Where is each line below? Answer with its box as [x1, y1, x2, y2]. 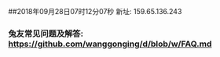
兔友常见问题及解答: [8, 28, 84, 39]
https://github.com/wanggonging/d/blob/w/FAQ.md [8, 38, 212, 49]
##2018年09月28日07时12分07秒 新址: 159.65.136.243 [8, 7, 182, 16]
